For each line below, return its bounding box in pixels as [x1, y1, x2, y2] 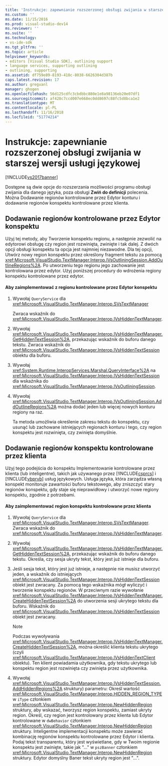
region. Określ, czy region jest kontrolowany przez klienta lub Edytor [12, 712, 153, 718]
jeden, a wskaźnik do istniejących [12, 571, 82, 577]
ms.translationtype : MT [5, 101, 55, 106]
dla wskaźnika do [12, 378, 48, 384]
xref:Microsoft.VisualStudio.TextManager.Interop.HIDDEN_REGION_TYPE [12, 691, 162, 697]
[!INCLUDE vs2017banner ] [5, 174, 58, 180]
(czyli [12, 649, 24, 655]
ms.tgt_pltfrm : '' [5, 45, 43, 50]
